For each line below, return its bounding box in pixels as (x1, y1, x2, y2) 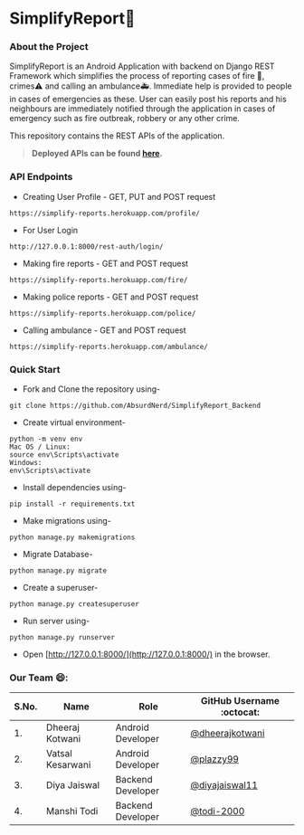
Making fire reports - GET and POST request (22, 258, 188, 269)
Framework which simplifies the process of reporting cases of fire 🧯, (9, 71, 265, 81)
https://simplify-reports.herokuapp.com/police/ (9, 308, 196, 318)
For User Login (22, 224, 79, 235)
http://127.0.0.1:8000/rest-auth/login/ (9, 242, 165, 251)
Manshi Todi (46, 805, 99, 818)
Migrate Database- (22, 549, 93, 560)
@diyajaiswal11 (189, 779, 258, 792)
